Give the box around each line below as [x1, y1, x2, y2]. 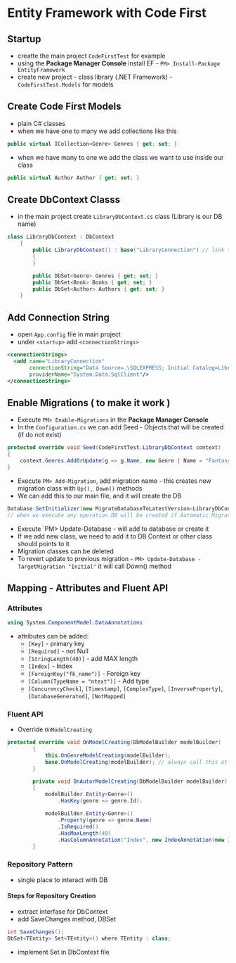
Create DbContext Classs [7, 194, 121, 206]
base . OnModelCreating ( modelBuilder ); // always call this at [44, 758, 228, 765]
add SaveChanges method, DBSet [17, 914, 117, 923]
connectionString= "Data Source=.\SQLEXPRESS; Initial [29, 364, 190, 371]
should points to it [17, 539, 70, 548]
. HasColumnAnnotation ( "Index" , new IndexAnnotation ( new [57, 836, 225, 843]
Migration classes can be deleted [17, 547, 114, 555]
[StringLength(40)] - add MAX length [27, 655, 138, 663]
